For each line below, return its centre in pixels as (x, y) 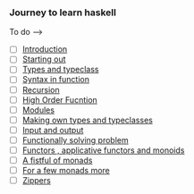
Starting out (44, 59)
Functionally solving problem (75, 139)
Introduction (45, 49)
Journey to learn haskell (63, 13)
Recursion (41, 89)
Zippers (36, 181)
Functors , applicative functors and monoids (103, 150)
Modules (38, 110)
